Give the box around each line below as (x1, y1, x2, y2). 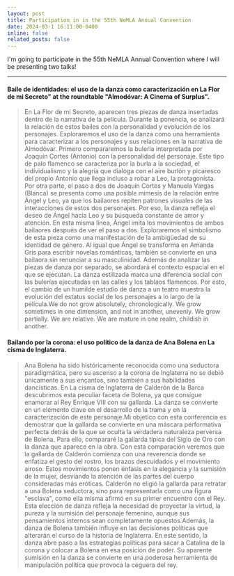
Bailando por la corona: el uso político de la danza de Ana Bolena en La (7, 338, 215, 346)
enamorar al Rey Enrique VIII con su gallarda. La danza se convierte (24, 398, 219, 406)
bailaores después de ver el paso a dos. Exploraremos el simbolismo (24, 226, 221, 234)
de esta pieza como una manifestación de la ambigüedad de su (24, 234, 207, 242)
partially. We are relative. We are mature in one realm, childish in (24, 314, 209, 323)
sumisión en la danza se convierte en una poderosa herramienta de (24, 553, 218, 561)
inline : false (7, 29, 49, 37)
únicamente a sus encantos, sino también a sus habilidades (24, 376, 196, 384)
